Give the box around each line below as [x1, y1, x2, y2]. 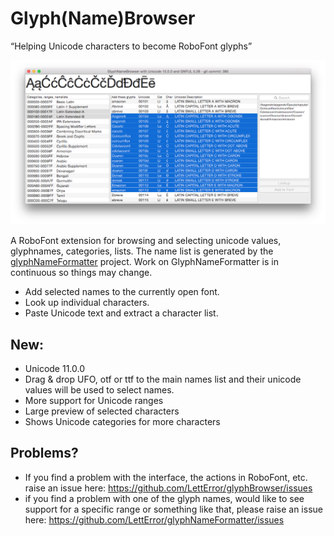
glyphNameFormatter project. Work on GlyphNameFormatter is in [10, 256, 279, 268]
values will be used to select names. [24, 384, 175, 396]
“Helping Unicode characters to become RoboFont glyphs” [10, 40, 253, 52]
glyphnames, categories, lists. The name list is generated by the [10, 245, 274, 257]
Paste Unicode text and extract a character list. [24, 307, 219, 319]
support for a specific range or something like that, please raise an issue [24, 503, 323, 515]
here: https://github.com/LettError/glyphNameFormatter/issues [24, 513, 285, 526]
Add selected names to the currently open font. [24, 286, 220, 298]
